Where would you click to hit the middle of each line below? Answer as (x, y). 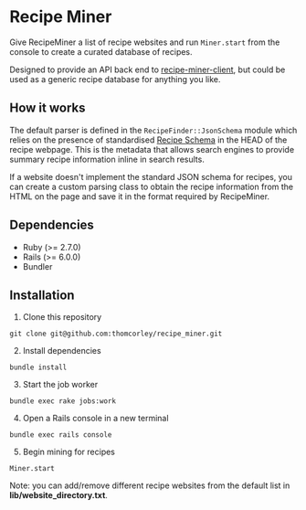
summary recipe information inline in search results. (107, 159)
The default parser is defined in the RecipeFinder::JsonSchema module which (153, 130)
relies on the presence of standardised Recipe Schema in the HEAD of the (148, 140)
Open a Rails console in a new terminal (95, 419)
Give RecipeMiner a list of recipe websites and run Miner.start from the (145, 42)
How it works (47, 108)
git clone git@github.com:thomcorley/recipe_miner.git (116, 334)
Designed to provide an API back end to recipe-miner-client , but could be (148, 69)
